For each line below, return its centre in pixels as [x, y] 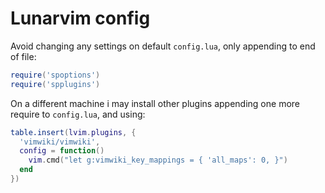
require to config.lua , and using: [78, 114]
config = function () [62, 151]
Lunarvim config [80, 18]
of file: [23, 56]
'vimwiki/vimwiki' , [60, 142]
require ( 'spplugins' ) [55, 84]
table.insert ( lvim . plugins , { [73, 132]
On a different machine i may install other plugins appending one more [155, 103]
